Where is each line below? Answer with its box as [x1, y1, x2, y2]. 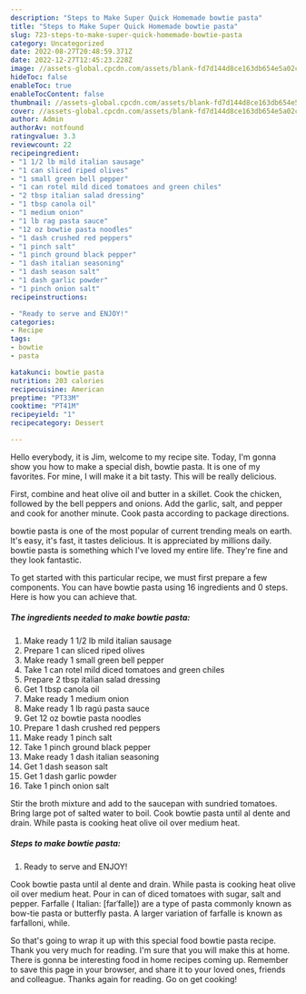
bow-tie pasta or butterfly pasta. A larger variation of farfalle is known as [10, 908, 283, 918]
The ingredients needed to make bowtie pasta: [10, 612, 191, 624]
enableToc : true [10, 81, 72, 90]
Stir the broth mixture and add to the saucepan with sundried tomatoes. [10, 797, 278, 808]
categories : [10, 318, 55, 327]
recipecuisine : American [10, 384, 104, 394]
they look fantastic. [10, 554, 83, 565]
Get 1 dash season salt [23, 761, 108, 772]
